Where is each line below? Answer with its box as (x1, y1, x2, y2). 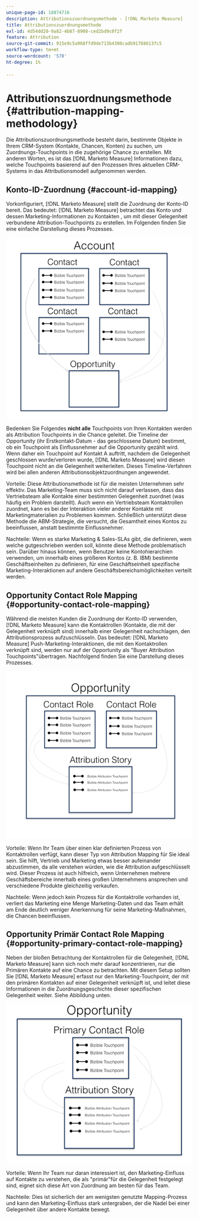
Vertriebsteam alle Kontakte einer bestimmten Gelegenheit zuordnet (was (6, 493, 184, 500)
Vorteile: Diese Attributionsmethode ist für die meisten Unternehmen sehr (6, 480, 184, 487)
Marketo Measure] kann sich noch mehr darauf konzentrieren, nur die (6, 961, 176, 968)
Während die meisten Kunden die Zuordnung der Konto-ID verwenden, (6, 615, 178, 622)
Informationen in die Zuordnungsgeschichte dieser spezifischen (6, 985, 161, 992)
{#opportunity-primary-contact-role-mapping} (6, 939, 183, 949)
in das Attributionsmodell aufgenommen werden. (28, 168, 147, 175)
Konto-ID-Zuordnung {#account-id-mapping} (6, 185, 178, 195)
